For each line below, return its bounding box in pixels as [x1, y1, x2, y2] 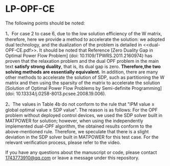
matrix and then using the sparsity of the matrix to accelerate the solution [5, 80, 160, 86]
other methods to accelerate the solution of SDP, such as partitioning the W [5, 74, 165, 80]
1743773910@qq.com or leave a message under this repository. [5, 154, 140, 161]
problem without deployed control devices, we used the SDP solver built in [5, 112, 163, 118]
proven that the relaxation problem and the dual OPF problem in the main [5, 58, 159, 64]
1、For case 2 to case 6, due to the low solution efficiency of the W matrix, [5, 30, 162, 36]
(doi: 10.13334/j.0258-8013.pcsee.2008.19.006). [5, 90, 107, 97]
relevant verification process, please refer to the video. [5, 139, 121, 146]
